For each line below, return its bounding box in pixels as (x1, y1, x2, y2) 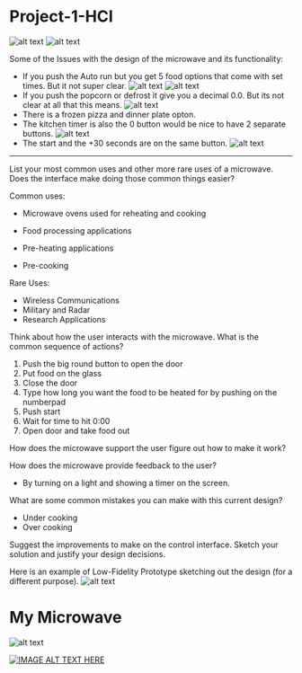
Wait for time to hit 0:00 (22, 415, 111, 426)
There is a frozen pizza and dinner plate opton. (22, 109, 196, 120)
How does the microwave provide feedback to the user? (9, 460, 218, 471)
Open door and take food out (22, 425, 130, 436)
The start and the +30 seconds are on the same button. (22, 137, 228, 148)
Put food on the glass (22, 367, 102, 378)
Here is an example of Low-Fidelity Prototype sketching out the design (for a (9, 566, 293, 577)
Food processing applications (22, 225, 132, 235)
